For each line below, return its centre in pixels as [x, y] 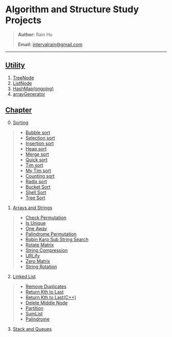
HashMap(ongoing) [33, 89]
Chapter [19, 110]
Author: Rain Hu [35, 34]
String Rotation [41, 266]
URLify [33, 256]
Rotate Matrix [40, 245]
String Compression [47, 250]
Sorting [20, 122]
